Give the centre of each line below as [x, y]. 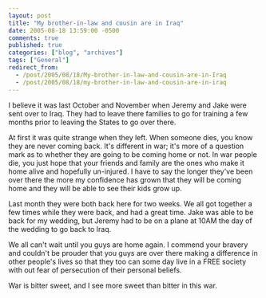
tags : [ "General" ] [39, 61]
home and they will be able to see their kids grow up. [95, 188]
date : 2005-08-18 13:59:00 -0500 [64, 30]
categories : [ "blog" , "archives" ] [66, 53]
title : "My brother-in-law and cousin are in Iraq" [96, 23]
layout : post [30, 16]
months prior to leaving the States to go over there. [92, 122]
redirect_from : [34, 68]
